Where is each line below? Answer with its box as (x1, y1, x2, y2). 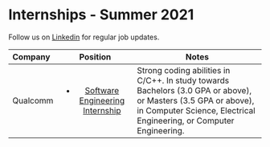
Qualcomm (12, 95, 54, 106)
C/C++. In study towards (136, 75, 230, 86)
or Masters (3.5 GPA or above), (136, 95, 255, 106)
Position (79, 51, 112, 62)
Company (12, 51, 51, 62)
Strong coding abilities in (136, 64, 231, 76)
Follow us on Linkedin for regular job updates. (8, 32, 160, 42)
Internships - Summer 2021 (8, 6, 194, 24)
